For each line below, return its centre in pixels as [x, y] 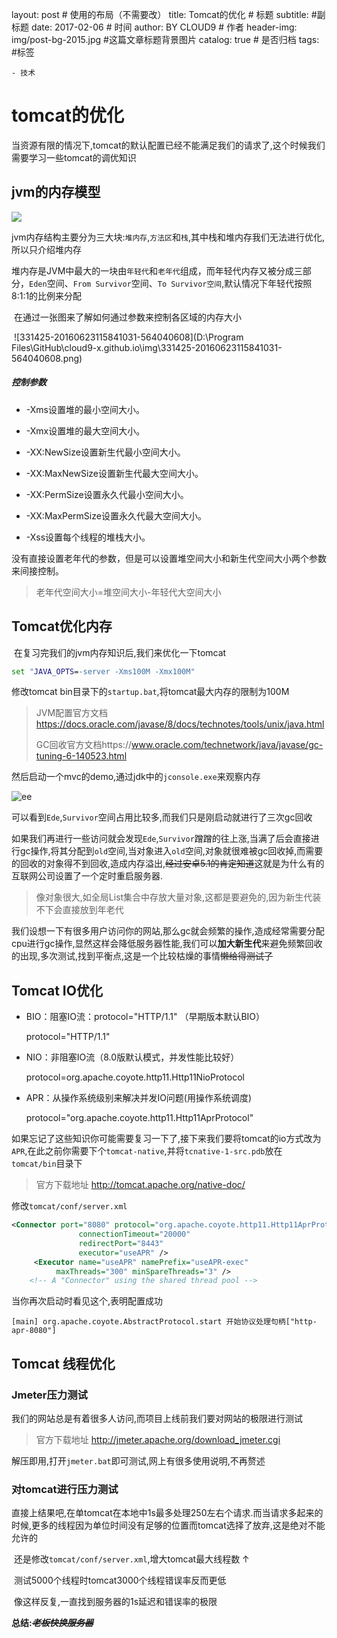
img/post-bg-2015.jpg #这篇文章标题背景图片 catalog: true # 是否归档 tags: [165, 39]
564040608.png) [47, 358]
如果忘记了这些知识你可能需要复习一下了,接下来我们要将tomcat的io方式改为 [166, 1139]
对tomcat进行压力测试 [65, 1489]
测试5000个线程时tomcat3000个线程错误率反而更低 [120, 1580]
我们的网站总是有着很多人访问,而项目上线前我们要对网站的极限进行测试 [157, 1419]
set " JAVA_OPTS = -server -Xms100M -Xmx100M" [103, 671]
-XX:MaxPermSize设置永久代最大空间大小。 [116, 515]
